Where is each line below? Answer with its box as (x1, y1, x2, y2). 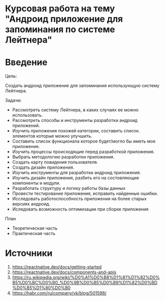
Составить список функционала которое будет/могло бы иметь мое (12, 138, 156, 144)
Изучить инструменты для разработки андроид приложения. (12, 170, 141, 176)
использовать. (12, 112, 43, 118)
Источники (5, 248, 53, 259)
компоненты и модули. (12, 180, 60, 186)
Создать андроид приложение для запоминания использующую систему (5, 83, 160, 89)
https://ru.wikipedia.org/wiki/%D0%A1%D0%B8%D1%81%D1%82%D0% (12, 274, 160, 280)
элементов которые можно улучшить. (12, 133, 92, 139)
